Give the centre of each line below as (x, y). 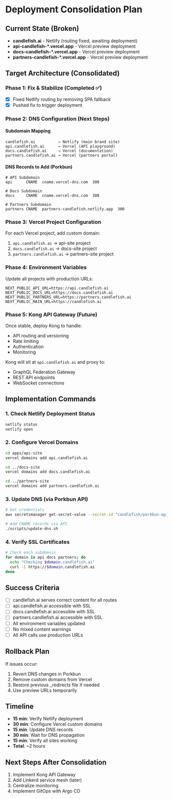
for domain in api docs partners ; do (46, 557)
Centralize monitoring (36, 786)
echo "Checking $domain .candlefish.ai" (52, 562)
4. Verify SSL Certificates (38, 542)
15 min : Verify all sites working (45, 741)
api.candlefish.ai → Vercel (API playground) (60, 146)
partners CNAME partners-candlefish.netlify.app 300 (65, 209)
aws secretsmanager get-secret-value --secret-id (59, 515)
